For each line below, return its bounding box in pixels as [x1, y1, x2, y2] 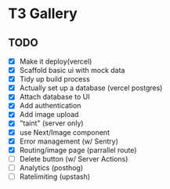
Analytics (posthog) [19, 162, 84, 173]
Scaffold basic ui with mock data [19, 66, 125, 75]
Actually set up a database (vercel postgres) [19, 83, 163, 93]
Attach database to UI [19, 92, 90, 102]
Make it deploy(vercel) [19, 56, 92, 66]
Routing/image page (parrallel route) [19, 145, 137, 154]
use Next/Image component [19, 127, 110, 137]
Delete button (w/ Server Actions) [19, 154, 128, 163]
